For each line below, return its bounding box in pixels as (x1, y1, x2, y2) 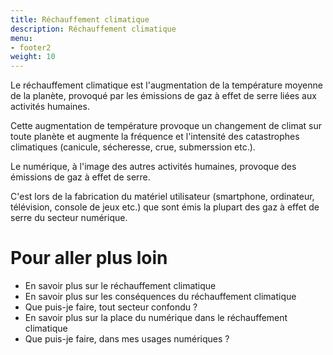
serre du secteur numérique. (10, 212, 128, 224)
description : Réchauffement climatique (10, 24, 177, 34)
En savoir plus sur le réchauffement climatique (24, 280, 217, 292)
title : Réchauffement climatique (10, 14, 150, 25)
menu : (10, 33, 33, 43)
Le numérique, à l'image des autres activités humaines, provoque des (10, 161, 297, 173)
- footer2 (10, 42, 52, 53)
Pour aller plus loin (10, 247, 168, 270)
